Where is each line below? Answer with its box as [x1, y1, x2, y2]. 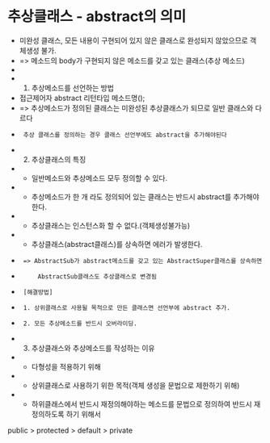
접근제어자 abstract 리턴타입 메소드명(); [19, 93, 146, 102]
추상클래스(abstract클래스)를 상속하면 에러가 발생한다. [31, 239, 203, 249]
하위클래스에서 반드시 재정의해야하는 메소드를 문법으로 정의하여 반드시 [31, 399, 252, 408]
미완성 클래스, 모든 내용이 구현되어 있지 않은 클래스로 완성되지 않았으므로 [19, 36, 248, 45]
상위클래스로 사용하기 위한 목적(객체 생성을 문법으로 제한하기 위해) [31, 380, 240, 390]
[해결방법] [23, 288, 53, 296]
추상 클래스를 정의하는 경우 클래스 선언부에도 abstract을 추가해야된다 [23, 131, 227, 139]
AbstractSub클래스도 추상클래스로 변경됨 [37, 272, 157, 281]
